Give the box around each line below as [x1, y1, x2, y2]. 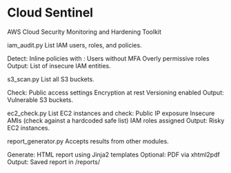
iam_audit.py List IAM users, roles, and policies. [7, 41, 143, 49]
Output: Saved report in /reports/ [7, 157, 101, 166]
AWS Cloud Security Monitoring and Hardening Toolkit [7, 28, 162, 36]
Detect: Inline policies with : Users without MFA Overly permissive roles [7, 54, 210, 63]
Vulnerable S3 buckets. [7, 95, 74, 104]
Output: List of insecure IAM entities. [7, 61, 112, 70]
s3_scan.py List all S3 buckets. [7, 74, 94, 83]
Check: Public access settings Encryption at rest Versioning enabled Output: [7, 88, 224, 96]
